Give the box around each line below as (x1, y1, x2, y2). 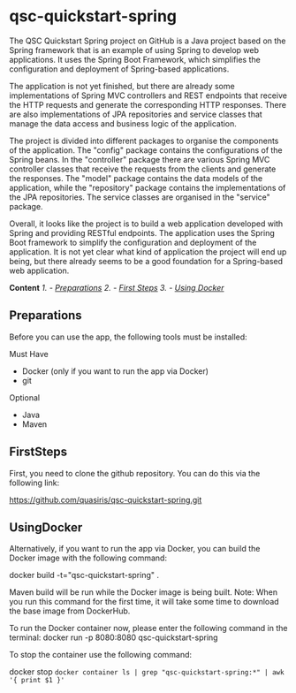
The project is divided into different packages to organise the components (9, 135, 279, 146)
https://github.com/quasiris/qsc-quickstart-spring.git (9, 494, 202, 505)
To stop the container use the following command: (9, 650, 193, 660)
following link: (9, 477, 60, 488)
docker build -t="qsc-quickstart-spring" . (9, 570, 160, 581)
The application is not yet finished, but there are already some (9, 80, 236, 91)
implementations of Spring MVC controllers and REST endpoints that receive (9, 90, 287, 101)
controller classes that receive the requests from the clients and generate (9, 164, 277, 174)
